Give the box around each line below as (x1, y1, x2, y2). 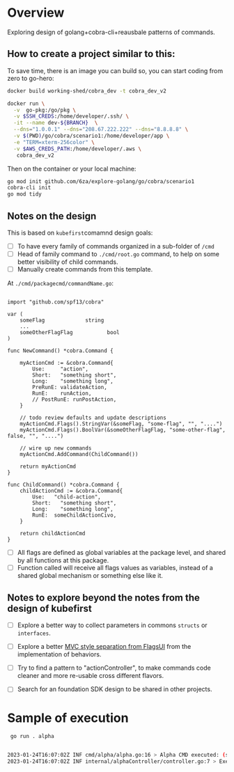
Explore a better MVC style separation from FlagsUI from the (17, 643, 192, 651)
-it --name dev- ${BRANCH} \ (13, 120, 98, 127)
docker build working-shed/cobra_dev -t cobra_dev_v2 (7, 87, 167, 95)
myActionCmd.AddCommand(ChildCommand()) (19, 451, 139, 458)
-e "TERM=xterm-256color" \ (13, 139, 95, 145)
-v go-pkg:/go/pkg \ (13, 107, 77, 113)
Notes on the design (7, 210, 97, 222)
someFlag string (19, 317, 104, 324)
